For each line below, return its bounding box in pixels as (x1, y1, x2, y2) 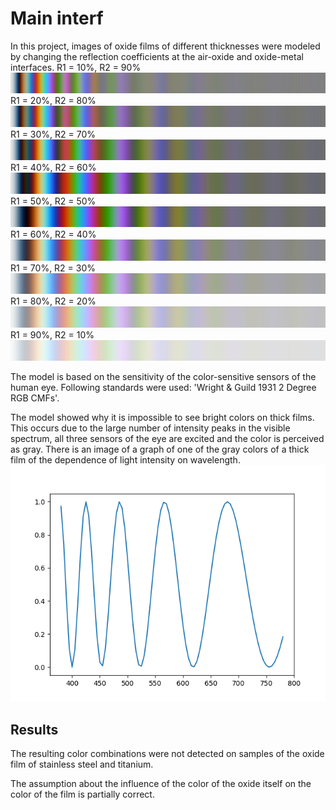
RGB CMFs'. (10, 392, 60, 404)
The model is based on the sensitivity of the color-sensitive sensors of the (10, 371, 317, 383)
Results (10, 721, 59, 738)
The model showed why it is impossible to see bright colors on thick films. (10, 412, 315, 424)
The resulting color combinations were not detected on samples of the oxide (10, 747, 325, 759)
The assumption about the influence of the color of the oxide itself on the (10, 777, 312, 789)
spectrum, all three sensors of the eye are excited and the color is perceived (10, 433, 325, 445)
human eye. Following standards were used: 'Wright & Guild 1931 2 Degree (10, 382, 317, 394)
